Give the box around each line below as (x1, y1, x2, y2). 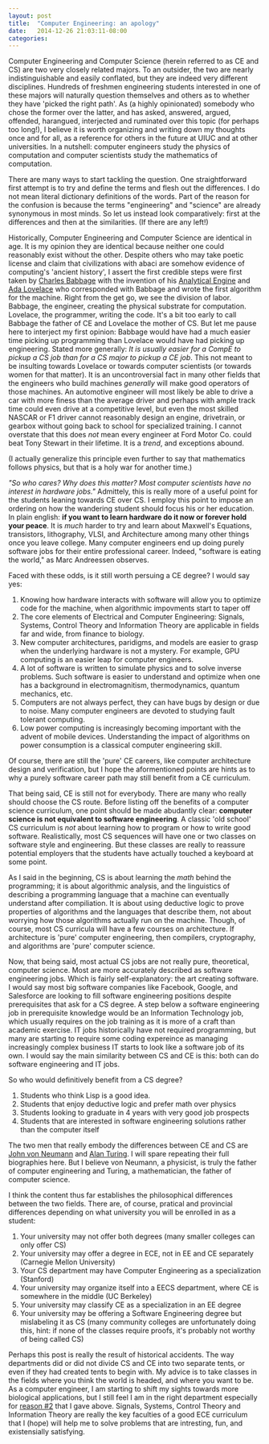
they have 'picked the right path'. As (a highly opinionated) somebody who (8, 99, 255, 109)
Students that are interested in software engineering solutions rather (19, 1116, 247, 1126)
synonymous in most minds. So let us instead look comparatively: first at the (8, 209, 261, 218)
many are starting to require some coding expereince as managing (8, 1034, 229, 1044)
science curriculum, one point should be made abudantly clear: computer (8, 806, 253, 816)
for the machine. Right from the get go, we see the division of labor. (8, 293, 231, 303)
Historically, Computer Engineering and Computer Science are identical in (8, 233, 252, 242)
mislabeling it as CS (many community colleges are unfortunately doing (19, 1318, 256, 1327)
